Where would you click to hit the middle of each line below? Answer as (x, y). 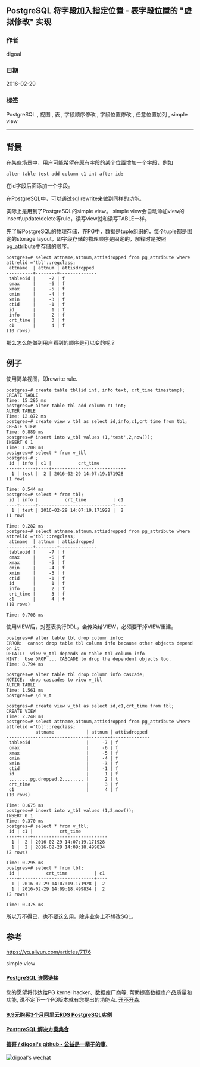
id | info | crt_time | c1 (66, 500)
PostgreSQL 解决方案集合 (38, 1029)
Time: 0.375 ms (25, 905)
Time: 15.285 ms (26, 400)
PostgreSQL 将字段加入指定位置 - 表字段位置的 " (95, 11)
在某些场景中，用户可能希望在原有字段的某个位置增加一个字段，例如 (90, 162)
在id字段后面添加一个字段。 (40, 186)
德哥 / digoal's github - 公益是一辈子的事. (57, 1044)
